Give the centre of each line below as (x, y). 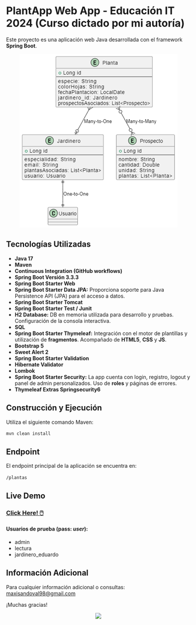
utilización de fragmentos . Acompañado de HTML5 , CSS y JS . (90, 339)
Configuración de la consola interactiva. (63, 320)
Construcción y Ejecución (54, 408)
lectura (23, 548)
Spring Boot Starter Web (45, 283)
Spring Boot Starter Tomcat (49, 302)
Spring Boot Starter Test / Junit (53, 308)
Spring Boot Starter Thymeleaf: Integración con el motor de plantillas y (101, 333)
